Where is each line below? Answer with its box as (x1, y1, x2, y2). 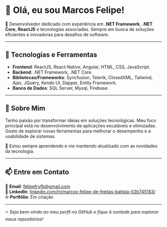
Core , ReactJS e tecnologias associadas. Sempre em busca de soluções (5, 26, 155, 32)
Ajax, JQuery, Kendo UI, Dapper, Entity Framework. (12, 80, 117, 86)
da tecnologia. (5, 148, 35, 154)
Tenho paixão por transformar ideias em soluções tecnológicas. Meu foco (5, 117, 157, 123)
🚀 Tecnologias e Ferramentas (5, 51, 97, 59)
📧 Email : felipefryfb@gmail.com (5, 184, 71, 190)
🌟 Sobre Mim (5, 104, 46, 113)
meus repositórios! (5, 216, 44, 222)
